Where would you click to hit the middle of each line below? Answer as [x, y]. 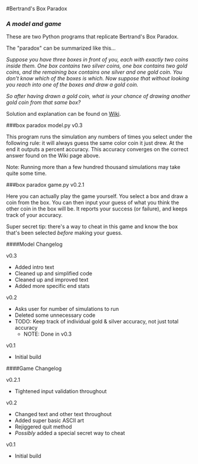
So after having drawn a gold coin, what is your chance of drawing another [98, 96]
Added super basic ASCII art [49, 421]
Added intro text [34, 267]
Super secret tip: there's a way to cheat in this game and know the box [92, 226]
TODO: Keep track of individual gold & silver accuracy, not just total [97, 322]
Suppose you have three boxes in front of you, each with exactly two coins [97, 60]
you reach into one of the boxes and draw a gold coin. [72, 85]
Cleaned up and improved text [51, 280]
